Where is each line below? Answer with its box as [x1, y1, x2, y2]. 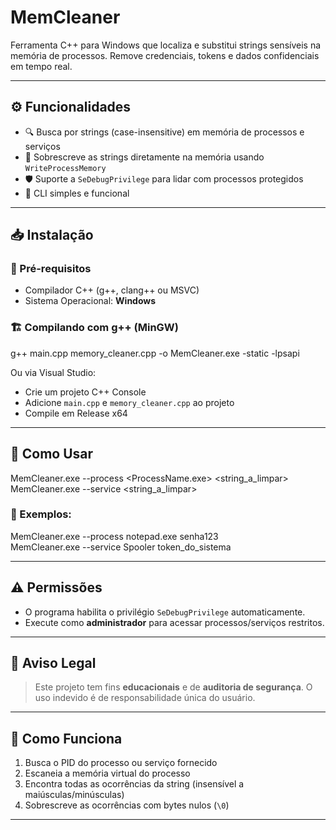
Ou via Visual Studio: [10, 366, 97, 378]
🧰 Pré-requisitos [10, 262, 92, 276]
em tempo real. [10, 60, 73, 72]
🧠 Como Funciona [10, 730, 123, 747]
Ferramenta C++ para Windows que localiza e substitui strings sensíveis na [10, 39, 322, 51]
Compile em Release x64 [24, 407, 128, 419]
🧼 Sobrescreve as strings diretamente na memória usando [24, 151, 265, 163]
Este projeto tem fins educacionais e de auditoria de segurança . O [34, 681, 313, 693]
